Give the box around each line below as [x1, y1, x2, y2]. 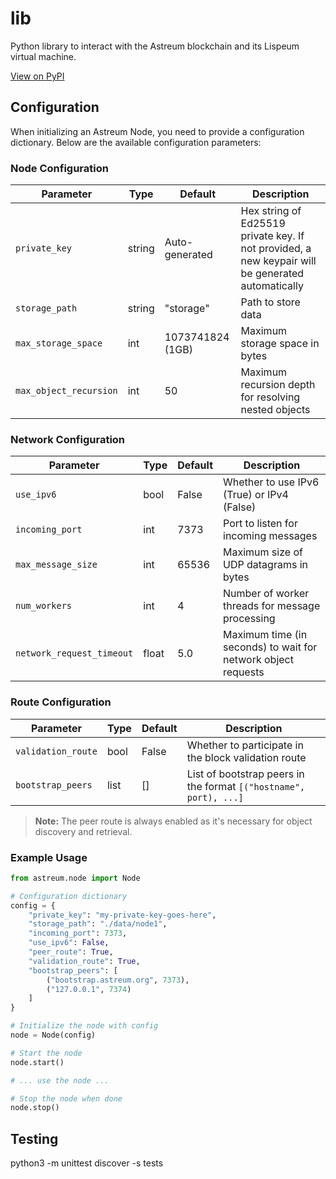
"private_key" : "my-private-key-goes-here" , [28, 910, 217, 920]
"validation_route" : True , [28, 956, 141, 966]
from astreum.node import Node [10, 873, 141, 883]
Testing [10, 1130, 59, 1147]
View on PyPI [10, 70, 65, 82]
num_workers [15, 600, 73, 612]
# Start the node [10, 1048, 83, 1058]
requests [223, 665, 265, 679]
